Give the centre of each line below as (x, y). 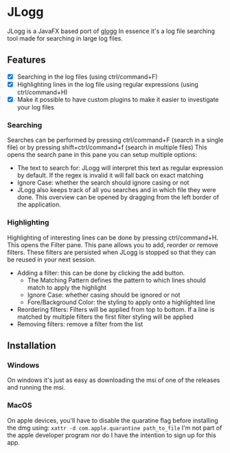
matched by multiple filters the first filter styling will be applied (105, 317)
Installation (32, 345)
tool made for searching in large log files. (65, 38)
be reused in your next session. (51, 260)
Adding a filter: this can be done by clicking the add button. (101, 273)
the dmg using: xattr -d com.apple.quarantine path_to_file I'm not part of (115, 428)
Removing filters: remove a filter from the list (80, 324)
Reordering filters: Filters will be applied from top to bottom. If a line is (116, 309)
